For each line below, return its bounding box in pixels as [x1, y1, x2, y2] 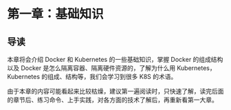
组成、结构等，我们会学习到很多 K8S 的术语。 [47, 73, 177, 80]
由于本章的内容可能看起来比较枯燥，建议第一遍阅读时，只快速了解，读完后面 [7, 87, 224, 95]
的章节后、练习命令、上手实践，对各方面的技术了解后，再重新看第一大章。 [7, 96, 218, 104]
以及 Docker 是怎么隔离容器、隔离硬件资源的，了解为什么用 [7, 64, 176, 72]
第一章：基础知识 [7, 6, 104, 22]
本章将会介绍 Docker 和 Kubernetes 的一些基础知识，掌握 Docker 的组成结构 [7, 56, 223, 63]
